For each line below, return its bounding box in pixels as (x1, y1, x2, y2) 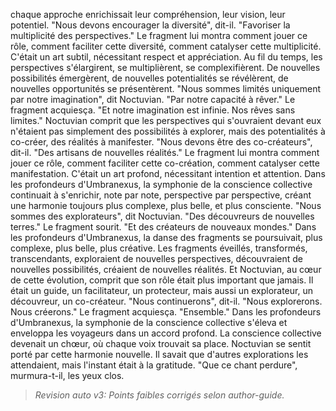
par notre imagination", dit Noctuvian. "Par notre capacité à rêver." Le (10, 94, 296, 105)
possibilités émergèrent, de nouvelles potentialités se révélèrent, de (10, 72, 289, 84)
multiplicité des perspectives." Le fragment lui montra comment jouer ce (10, 30, 308, 41)
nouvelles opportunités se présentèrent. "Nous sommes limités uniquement (10, 83, 322, 94)
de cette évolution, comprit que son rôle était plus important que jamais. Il (10, 274, 314, 286)
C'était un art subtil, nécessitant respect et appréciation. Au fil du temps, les (10, 51, 323, 63)
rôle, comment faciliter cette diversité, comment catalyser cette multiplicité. (10, 40, 322, 52)
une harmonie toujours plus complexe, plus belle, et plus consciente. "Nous (10, 200, 322, 211)
